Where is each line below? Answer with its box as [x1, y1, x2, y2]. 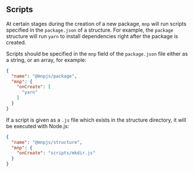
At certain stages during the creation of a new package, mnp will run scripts [6, 20, 186, 27]
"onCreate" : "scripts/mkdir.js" [16, 150, 96, 156]
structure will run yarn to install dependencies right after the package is [6, 32, 179, 40]
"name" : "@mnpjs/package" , [11, 73, 77, 79]
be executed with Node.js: [6, 122, 69, 129]
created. [6, 39, 26, 46]
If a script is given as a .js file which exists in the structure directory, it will [6, 116, 186, 123]
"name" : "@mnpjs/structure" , [11, 139, 83, 145]
